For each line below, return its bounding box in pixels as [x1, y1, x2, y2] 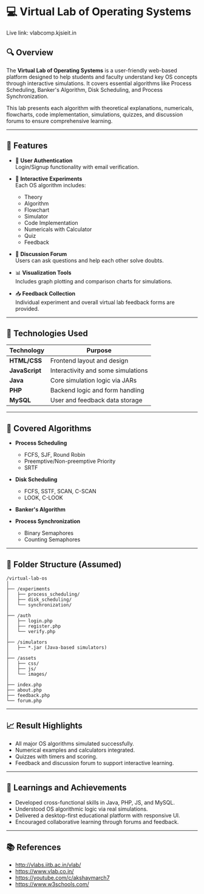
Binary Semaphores [24, 530, 74, 537]
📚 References [6, 842, 61, 853]
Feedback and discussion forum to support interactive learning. [15, 759, 174, 766]
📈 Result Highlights [6, 721, 83, 731]
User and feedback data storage [50, 396, 143, 404]
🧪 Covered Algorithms [6, 423, 92, 434]
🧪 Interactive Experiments [15, 175, 83, 182]
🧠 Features [6, 140, 48, 151]
